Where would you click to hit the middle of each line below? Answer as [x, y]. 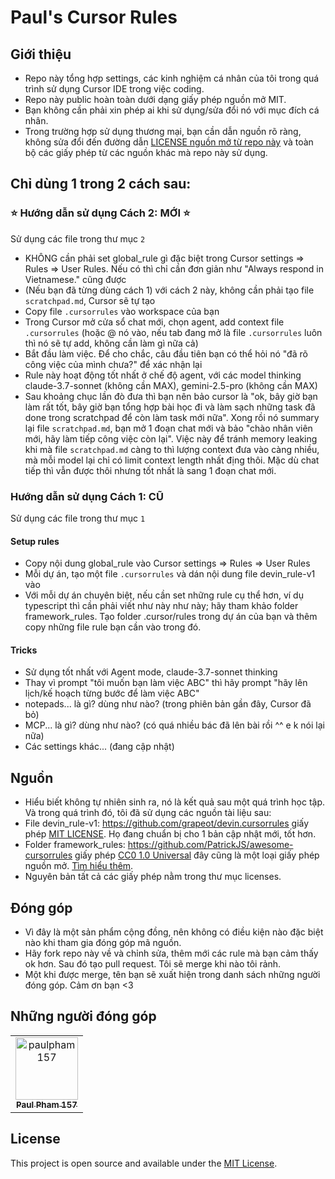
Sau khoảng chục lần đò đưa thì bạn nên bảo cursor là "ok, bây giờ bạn [171, 396]
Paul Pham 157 [47, 1104]
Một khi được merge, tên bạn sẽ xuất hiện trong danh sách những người [172, 975]
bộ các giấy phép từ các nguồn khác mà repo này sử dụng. [146, 152]
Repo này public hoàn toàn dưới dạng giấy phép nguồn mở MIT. [155, 99]
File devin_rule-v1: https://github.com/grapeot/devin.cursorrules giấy [167, 823]
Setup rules [35, 541]
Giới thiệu [41, 54]
